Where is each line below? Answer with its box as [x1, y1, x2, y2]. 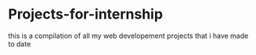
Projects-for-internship [8, 5, 163, 23]
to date [8, 39, 31, 48]
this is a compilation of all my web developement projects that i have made [8, 31, 249, 40]
